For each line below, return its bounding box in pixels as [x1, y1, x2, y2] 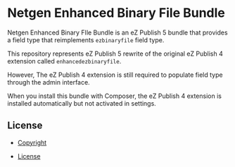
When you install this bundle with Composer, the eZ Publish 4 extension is [7, 92, 222, 100]
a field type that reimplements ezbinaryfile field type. [7, 35, 165, 44]
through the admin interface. [7, 78, 90, 86]
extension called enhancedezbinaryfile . [7, 56, 122, 65]
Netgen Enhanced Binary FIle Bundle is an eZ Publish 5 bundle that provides [7, 28, 228, 37]
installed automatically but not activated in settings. [7, 99, 156, 107]
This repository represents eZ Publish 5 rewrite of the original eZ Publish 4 [7, 49, 223, 58]
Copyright [17, 138, 47, 147]
